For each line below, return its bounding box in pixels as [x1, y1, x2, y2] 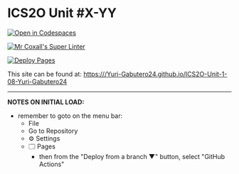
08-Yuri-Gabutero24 [7, 77, 68, 86]
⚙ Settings [28, 134, 60, 143]
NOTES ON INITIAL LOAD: [7, 97, 85, 106]
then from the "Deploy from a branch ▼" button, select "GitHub [38, 152, 225, 161]
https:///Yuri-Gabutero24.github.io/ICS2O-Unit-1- [83, 70, 228, 78]
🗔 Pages [28, 142, 55, 151]
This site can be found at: [7, 70, 82, 78]
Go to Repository [28, 126, 78, 135]
